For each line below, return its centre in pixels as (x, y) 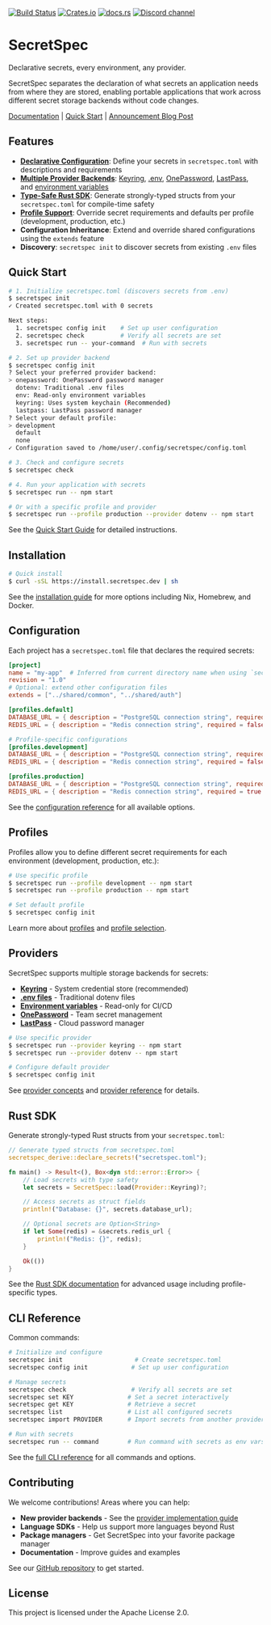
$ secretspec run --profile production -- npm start (99, 891)
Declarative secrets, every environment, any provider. (98, 67)
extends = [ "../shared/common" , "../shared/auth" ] (95, 696)
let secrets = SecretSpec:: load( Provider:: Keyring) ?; (115, 1187)
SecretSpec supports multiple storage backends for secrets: (108, 973)
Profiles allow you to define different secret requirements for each (118, 852)
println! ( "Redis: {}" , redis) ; (90, 1239)
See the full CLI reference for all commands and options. (102, 1457)
